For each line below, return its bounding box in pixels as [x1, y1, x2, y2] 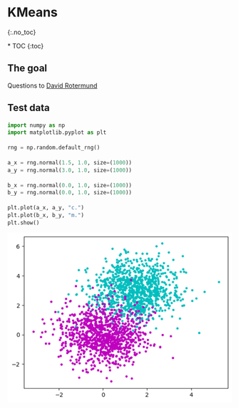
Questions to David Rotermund [7, 81, 98, 90]
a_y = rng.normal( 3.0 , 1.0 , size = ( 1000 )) [7, 167, 133, 174]
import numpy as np [7, 122, 66, 129]
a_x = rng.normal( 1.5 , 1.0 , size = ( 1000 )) [7, 159, 133, 166]
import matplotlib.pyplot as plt [7, 129, 107, 136]
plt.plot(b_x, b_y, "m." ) [7, 211, 84, 219]
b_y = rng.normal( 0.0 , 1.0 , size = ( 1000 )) [7, 189, 133, 197]
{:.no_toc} [7, 28, 36, 36]
